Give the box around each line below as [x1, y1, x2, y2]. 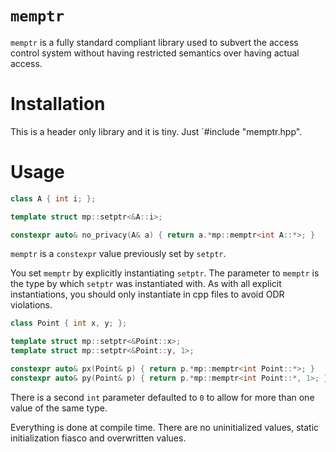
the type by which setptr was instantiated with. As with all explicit [10, 278, 282, 290]
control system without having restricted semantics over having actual [10, 47, 300, 59]
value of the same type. [10, 402, 108, 414]
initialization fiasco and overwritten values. [10, 432, 187, 444]
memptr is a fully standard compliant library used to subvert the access [10, 36, 299, 48]
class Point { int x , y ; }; [10, 318, 128, 329]
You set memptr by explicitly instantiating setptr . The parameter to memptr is [10, 267, 320, 279]
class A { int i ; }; [10, 193, 97, 204]
